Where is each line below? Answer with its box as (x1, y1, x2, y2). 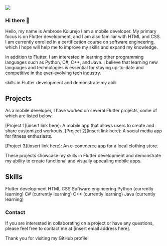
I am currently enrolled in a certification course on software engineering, (5, 39, 155, 45)
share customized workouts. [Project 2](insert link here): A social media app (5, 128, 162, 134)
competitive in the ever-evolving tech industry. (5, 70, 101, 76)
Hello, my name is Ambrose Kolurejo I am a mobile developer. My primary (5, 28, 157, 35)
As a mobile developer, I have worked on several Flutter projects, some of (5, 108, 157, 114)
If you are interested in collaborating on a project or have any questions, (5, 220, 154, 226)
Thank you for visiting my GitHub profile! (5, 235, 89, 241)
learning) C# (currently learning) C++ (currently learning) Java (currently (5, 191, 155, 197)
